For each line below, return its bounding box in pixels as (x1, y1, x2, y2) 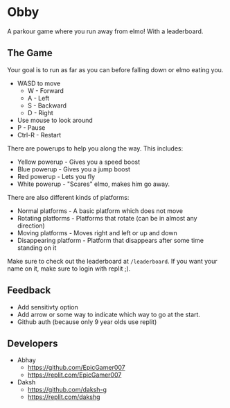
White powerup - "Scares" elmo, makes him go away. (17, 180, 170, 188)
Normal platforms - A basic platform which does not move (17, 206, 184, 215)
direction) (17, 221, 45, 230)
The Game (7, 47, 53, 59)
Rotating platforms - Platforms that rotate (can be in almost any (17, 214, 197, 222)
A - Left (27, 94, 50, 102)
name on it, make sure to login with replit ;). (7, 264, 131, 273)
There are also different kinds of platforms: (7, 193, 130, 201)
